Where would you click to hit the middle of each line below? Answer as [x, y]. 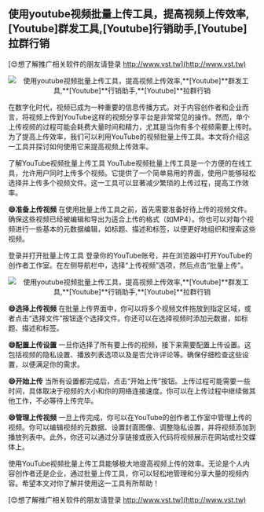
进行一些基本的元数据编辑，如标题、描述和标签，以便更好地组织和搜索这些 [135, 229]
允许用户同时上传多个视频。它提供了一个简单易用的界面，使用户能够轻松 [139, 173]
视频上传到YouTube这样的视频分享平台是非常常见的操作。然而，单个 [139, 117]
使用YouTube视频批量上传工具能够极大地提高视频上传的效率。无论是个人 [126, 463]
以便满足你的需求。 [53, 364]
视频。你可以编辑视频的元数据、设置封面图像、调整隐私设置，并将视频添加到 [132, 427]
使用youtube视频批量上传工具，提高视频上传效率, [129, 14]
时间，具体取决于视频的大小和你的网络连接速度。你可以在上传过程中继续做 [128, 390]
